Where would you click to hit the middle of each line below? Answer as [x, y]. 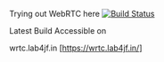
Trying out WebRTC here [55, 14]
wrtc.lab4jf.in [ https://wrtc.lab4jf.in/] [76, 48]
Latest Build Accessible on [58, 31]
